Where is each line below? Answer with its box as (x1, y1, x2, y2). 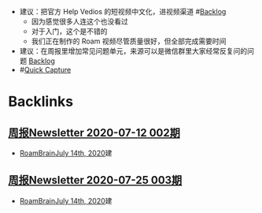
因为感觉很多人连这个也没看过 (31, 17, 128, 26)
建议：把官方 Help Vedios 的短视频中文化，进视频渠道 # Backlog (19, 7, 227, 16)
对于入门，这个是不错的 (31, 27, 108, 35)
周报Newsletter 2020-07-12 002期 (8, 125, 181, 140)
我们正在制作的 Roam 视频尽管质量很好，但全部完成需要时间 (31, 36, 227, 46)
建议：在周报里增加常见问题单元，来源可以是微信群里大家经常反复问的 (19, 47, 248, 55)
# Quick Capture (19, 65, 72, 74)
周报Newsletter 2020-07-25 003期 (8, 174, 183, 187)
